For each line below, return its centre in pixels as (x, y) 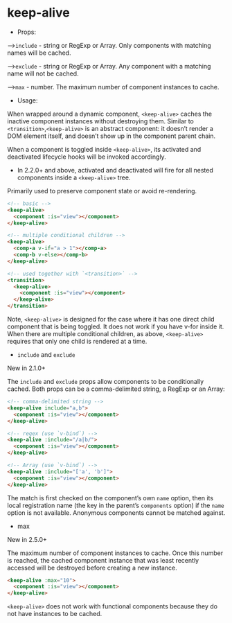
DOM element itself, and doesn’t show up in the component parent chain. (111, 136)
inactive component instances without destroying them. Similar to (100, 121)
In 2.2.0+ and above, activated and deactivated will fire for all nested (115, 170)
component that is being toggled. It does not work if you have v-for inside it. (116, 326)
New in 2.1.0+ (27, 368)
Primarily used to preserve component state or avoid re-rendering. (102, 191)
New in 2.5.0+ (27, 539)
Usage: (27, 100)
